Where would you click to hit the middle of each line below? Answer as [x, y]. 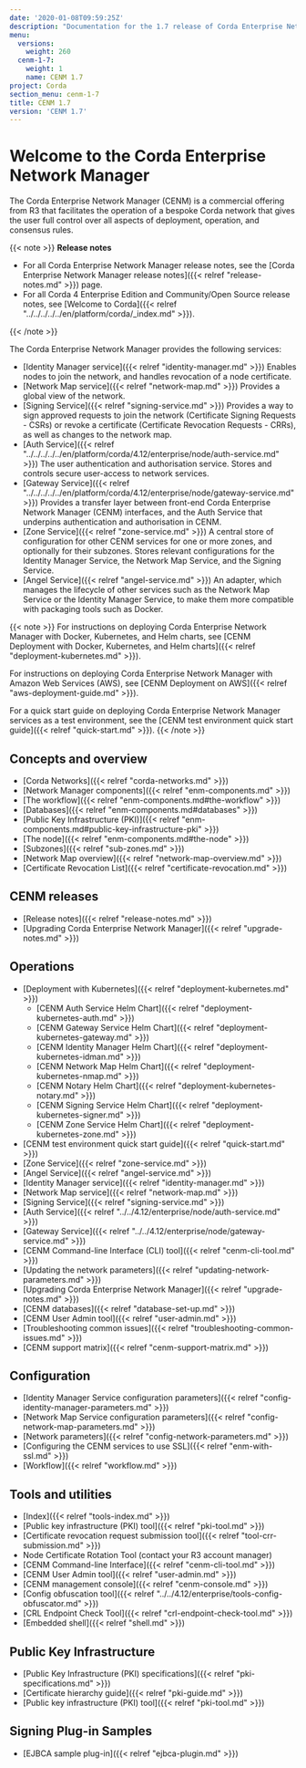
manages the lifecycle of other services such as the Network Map [146, 590]
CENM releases [54, 896]
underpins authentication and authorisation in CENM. [122, 522]
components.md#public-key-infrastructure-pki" [112, 829]
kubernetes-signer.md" [80, 1115]
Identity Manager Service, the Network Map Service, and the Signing [152, 561]
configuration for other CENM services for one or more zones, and [148, 541]
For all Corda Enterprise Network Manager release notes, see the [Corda [158, 265]
